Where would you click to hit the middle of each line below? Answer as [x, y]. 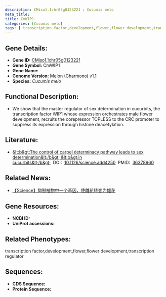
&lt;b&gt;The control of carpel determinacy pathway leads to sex [78, 152]
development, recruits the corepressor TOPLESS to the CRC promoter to [86, 119]
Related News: [28, 178]
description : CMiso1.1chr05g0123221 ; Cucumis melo [59, 10]
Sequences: [24, 272]
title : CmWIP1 [20, 19]
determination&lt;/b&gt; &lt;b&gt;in [47, 157]
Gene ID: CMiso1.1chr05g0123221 [46, 60]
